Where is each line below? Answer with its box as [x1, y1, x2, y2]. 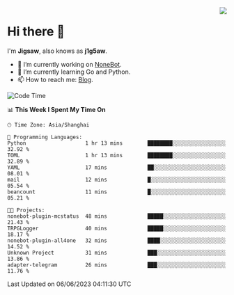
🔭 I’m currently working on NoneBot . [17, 60, 122, 68]
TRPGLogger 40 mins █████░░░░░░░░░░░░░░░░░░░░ [7, 225, 226, 232]
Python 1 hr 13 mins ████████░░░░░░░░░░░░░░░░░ [7, 139, 226, 147]
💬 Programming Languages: [7, 134, 82, 141]
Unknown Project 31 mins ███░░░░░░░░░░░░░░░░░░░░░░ [7, 249, 226, 256]
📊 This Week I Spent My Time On [7, 105, 106, 113]
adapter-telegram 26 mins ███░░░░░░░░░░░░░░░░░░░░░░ [7, 261, 226, 269]
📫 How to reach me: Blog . [17, 75, 93, 83]
